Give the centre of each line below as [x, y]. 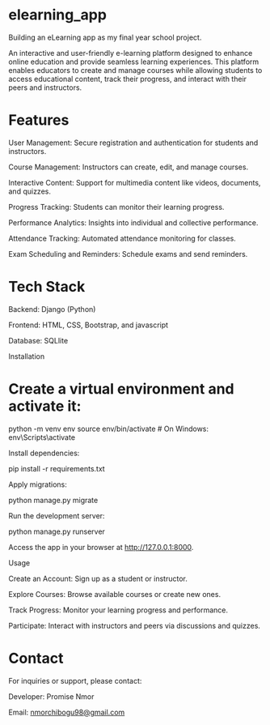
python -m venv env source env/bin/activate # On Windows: [108, 429]
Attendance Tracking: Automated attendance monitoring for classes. [122, 238]
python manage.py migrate [53, 500]
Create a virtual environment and [121, 389]
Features [39, 120]
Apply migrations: [38, 484]
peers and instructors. [45, 87]
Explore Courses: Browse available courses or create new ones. [114, 594]
